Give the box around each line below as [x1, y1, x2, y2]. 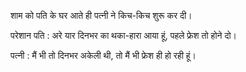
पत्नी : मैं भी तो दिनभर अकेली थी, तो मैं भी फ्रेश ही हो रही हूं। [10, 50, 197, 61]
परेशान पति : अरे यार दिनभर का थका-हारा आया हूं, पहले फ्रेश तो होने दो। [10, 30, 238, 41]
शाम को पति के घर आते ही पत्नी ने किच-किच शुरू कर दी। [10, 10, 193, 21]
